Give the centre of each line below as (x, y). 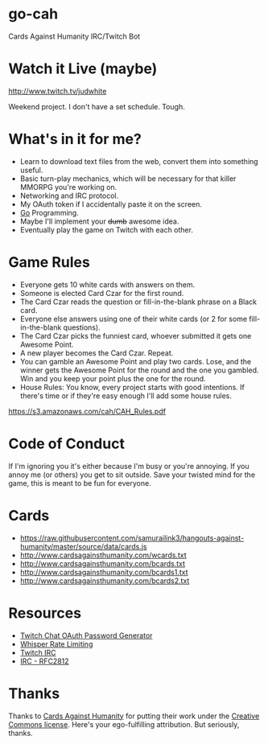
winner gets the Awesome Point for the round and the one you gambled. (139, 370)
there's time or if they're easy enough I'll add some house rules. (126, 396)
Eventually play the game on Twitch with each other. (106, 229)
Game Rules (49, 262)
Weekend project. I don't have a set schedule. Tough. (97, 106)
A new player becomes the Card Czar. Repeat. (97, 353)
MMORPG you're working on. (68, 187)
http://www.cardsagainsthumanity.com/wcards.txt (103, 555)
